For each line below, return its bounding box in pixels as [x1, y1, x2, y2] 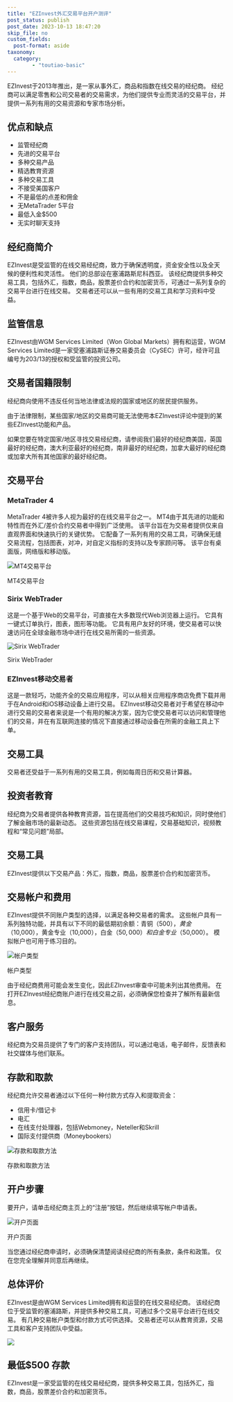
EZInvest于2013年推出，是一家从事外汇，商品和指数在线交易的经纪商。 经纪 [7, 81, 224, 90]
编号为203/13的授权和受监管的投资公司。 [7, 355, 125, 363]
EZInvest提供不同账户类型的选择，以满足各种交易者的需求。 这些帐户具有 [7, 911, 216, 919]
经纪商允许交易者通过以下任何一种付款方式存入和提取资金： [7, 1091, 178, 1100]
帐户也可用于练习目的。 [12, 937, 80, 945]
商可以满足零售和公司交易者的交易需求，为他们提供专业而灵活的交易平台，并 [7, 90, 226, 98]
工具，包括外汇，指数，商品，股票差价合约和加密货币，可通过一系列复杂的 [12, 278, 226, 286]
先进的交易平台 [17, 150, 60, 158]
